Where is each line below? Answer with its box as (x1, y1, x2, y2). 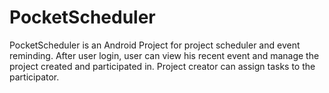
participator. (9, 71, 60, 83)
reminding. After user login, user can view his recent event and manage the (9, 49, 320, 61)
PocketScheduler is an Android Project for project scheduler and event (9, 39, 301, 51)
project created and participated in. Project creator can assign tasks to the (9, 60, 316, 72)
